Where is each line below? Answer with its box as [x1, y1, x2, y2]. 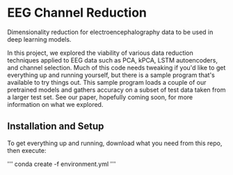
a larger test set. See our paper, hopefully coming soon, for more [7, 92, 193, 101]
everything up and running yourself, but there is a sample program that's [7, 71, 216, 79]
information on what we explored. [7, 100, 104, 108]
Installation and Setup [7, 120, 104, 133]
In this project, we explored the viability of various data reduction [7, 49, 193, 57]
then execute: [7, 146, 47, 154]
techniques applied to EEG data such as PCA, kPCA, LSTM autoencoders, [7, 56, 218, 64]
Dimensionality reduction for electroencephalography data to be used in [7, 28, 214, 36]
